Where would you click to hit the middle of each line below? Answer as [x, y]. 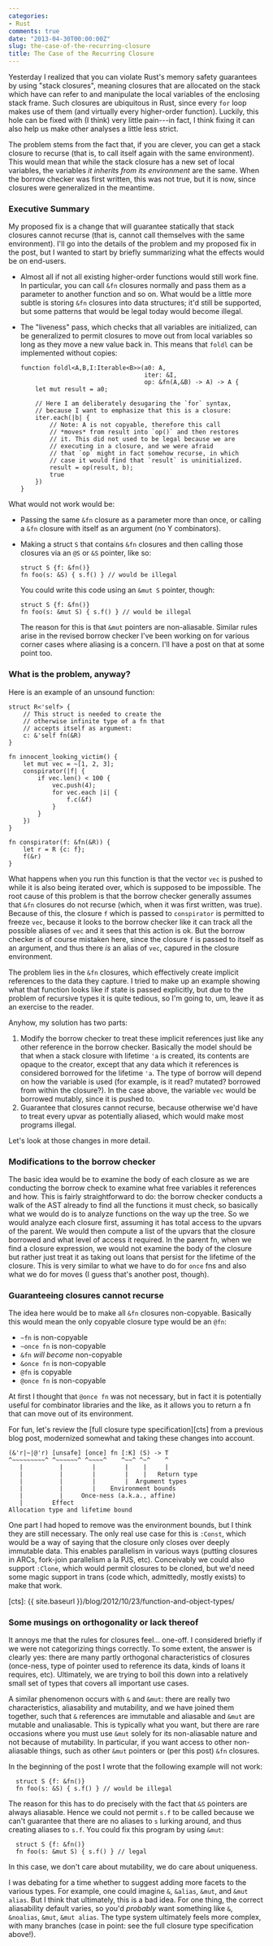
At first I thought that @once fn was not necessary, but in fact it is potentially [135, 1397]
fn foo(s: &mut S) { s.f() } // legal [82, 1852]
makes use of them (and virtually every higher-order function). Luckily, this [134, 111]
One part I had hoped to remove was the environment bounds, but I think [130, 1525]
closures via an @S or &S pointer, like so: [86, 553]
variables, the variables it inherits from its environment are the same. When [134, 170]
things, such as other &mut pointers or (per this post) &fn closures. [149, 1751]
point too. [36, 653]
